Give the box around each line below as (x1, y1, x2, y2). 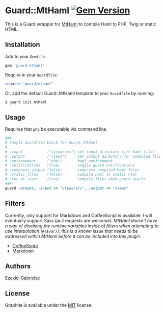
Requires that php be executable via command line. (5, 126, 108, 132)
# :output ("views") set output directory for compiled (5, 154, 151, 159)
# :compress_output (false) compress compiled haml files (5, 168, 139, 172)
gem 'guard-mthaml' (5, 63, 45, 68)
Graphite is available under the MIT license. (5, 302, 93, 308)
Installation (5, 41, 40, 49)
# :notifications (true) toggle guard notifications (5, 163, 135, 168)
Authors (5, 262, 31, 270)
